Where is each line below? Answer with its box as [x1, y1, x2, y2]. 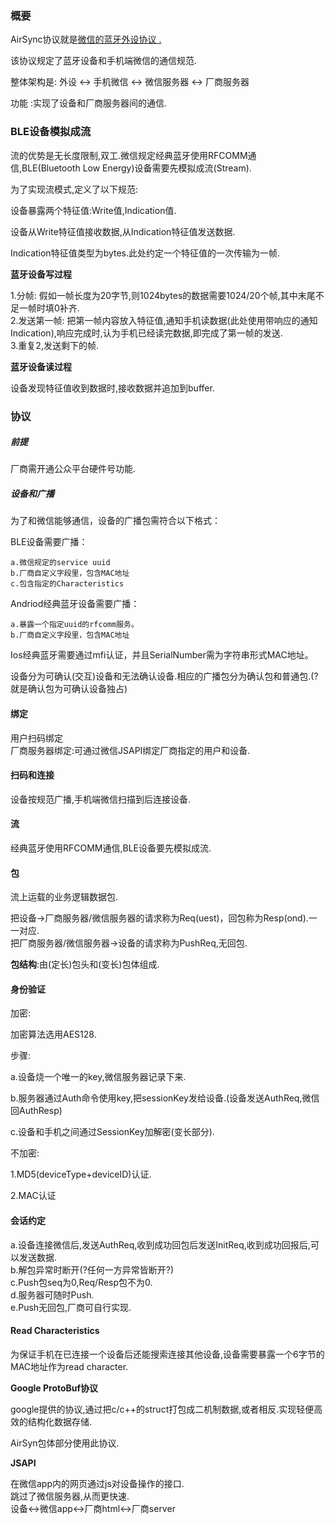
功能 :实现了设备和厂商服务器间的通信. [10, 97, 168, 109]
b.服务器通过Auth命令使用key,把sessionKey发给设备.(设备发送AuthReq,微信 [10, 1092, 320, 1104]
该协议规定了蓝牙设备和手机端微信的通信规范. [10, 55, 198, 67]
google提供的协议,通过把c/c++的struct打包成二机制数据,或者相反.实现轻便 [10, 1403, 315, 1415]
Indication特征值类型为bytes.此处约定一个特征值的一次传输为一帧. [10, 247, 281, 259]
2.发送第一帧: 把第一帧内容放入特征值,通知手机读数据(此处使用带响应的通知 [10, 314, 318, 326]
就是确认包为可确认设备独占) [10, 683, 128, 695]
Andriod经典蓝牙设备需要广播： [10, 598, 140, 610]
